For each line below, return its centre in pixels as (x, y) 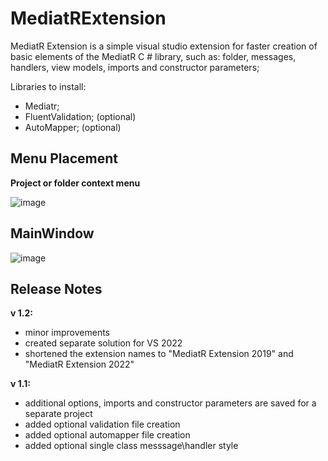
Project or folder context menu (75, 183)
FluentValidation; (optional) (80, 116)
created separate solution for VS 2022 (103, 343)
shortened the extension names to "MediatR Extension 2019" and (159, 354)
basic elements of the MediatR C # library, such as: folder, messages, (153, 56)
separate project (58, 414)
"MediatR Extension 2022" (79, 364)
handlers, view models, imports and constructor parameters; (135, 67)
